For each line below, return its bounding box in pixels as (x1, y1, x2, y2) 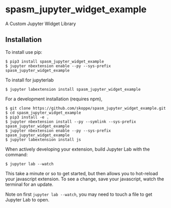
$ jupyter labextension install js (5, 137, 81, 142)
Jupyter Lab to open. (5, 196, 50, 203)
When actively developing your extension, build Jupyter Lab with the (5, 146, 150, 152)
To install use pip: (5, 49, 42, 55)
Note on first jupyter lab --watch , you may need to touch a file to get (5, 191, 153, 197)
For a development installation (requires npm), (5, 96, 103, 102)
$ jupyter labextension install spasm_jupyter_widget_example (5, 87, 141, 92)
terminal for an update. (5, 181, 54, 188)
